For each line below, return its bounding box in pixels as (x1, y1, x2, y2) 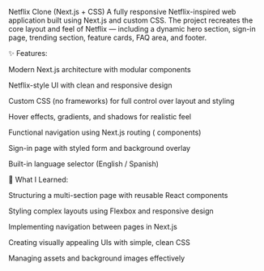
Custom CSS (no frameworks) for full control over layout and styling (8, 97, 235, 105)
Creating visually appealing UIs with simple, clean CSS (8, 238, 190, 247)
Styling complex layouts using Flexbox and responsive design (8, 206, 215, 216)
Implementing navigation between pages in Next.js (8, 222, 178, 231)
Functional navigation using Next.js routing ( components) (8, 127, 202, 137)
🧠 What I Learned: (8, 174, 69, 184)
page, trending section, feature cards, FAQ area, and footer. (8, 32, 207, 42)
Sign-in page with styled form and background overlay (8, 144, 191, 153)
